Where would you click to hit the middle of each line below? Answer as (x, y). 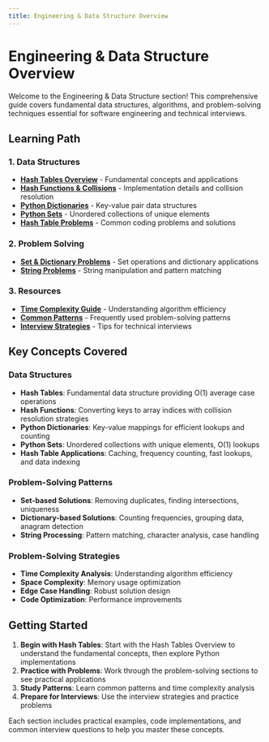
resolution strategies (54, 419)
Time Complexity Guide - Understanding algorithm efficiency (123, 309)
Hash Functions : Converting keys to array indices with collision (126, 410)
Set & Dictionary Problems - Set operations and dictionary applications (139, 262)
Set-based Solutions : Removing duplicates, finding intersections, (129, 500)
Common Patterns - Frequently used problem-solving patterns (125, 317)
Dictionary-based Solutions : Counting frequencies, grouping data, (132, 518)
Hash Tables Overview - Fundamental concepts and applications (129, 180)
